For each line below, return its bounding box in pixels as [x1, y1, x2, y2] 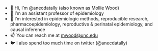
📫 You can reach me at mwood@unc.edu [10, 32, 98, 38]
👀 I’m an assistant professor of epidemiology [10, 10, 104, 16]
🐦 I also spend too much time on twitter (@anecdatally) [10, 40, 127, 46]
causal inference [10, 27, 45, 33]
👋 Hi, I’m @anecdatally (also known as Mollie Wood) [10, 5, 120, 11]
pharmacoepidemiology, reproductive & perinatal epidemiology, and [10, 21, 153, 27]
